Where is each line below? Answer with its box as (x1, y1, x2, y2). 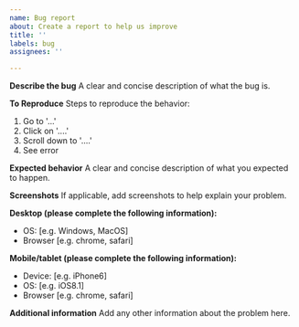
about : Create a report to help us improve (9, 22, 178, 31)
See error (22, 145, 59, 156)
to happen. (9, 173, 50, 184)
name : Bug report (9, 13, 76, 23)
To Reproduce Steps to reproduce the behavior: (9, 98, 190, 110)
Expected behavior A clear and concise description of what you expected (9, 163, 289, 174)
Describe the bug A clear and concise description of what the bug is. (9, 80, 271, 91)
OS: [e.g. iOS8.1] (22, 280, 85, 291)
